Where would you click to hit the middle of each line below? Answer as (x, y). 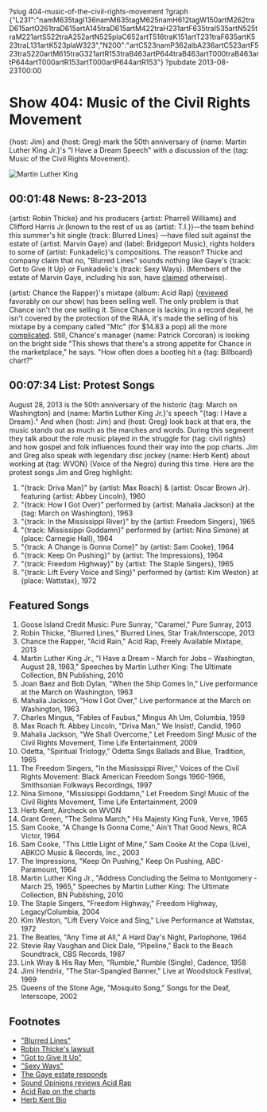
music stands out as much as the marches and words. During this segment (131, 430)
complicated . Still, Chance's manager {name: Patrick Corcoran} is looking (129, 335)
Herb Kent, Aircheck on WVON (71, 811)
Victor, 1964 (40, 836)
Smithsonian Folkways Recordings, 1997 (86, 785)
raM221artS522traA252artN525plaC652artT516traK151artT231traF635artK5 (132, 37)
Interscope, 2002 (49, 997)
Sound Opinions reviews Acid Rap (76, 1083)
